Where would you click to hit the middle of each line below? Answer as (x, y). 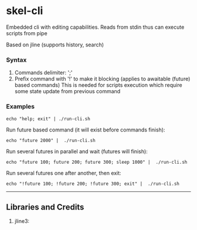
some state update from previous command (67, 92)
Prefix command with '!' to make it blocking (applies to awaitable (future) (102, 79)
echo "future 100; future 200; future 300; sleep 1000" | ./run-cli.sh (97, 162)
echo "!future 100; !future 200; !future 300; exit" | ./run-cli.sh (93, 184)
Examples (21, 107)
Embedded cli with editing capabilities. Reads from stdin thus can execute (95, 27)
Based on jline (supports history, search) (55, 45)
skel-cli (25, 11)
